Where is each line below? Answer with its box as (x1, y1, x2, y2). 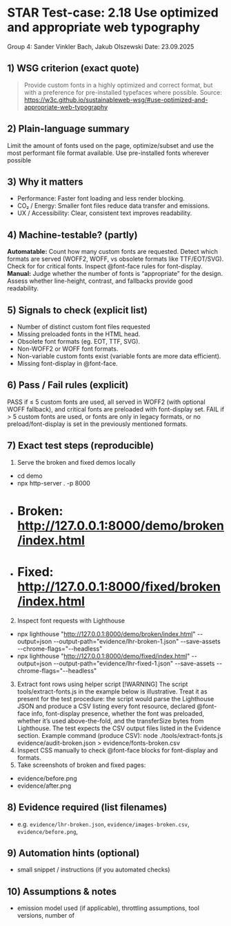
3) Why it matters (7, 176, 84, 187)
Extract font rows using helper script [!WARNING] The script (17, 680, 188, 688)
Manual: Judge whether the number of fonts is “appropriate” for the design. (7, 270, 223, 278)
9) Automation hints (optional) (7, 847, 140, 859)
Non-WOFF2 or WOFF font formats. (17, 344, 119, 353)
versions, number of (17, 911, 74, 920)
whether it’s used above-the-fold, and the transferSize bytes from (17, 716, 204, 725)
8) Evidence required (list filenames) (7, 802, 168, 813)
